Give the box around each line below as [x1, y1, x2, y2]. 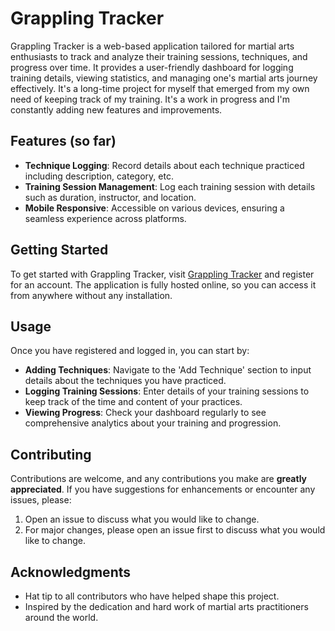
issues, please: [10, 494, 72, 506]
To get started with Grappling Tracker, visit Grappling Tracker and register [10, 268, 315, 280]
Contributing [10, 446, 92, 463]
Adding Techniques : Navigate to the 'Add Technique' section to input [24, 364, 312, 376]
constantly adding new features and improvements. [10, 103, 223, 116]
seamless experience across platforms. [24, 212, 187, 224]
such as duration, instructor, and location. [24, 191, 197, 203]
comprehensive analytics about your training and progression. [24, 417, 282, 429]
